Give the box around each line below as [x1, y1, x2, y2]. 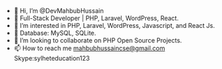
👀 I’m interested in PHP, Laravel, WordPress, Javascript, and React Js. [13, 22, 215, 29]
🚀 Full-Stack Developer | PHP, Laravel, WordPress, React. [13, 14, 179, 22]
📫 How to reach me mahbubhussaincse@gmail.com [13, 44, 165, 52]
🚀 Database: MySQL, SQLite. [13, 29, 96, 37]
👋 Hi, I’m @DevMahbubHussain [13, 7, 104, 15]
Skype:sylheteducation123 [13, 54, 90, 62]
